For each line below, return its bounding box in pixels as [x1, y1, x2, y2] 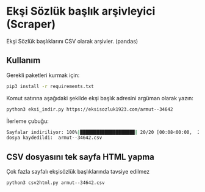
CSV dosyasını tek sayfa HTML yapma [6, 152, 154, 162]
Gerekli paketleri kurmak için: [6, 72, 80, 79]
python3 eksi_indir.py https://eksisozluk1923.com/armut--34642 [6, 106, 173, 113]
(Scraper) [6, 17, 56, 31]
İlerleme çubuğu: [6, 117, 49, 125]
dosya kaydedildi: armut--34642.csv [6, 135, 103, 141]
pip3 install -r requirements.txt [6, 83, 95, 89]
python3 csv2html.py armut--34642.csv [6, 180, 105, 186]
